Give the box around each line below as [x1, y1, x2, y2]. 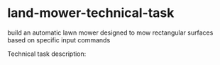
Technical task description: [7, 49, 87, 58]
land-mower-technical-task [7, 5, 175, 21]
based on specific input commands [7, 35, 111, 44]
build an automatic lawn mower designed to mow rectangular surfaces [7, 28, 214, 37]
